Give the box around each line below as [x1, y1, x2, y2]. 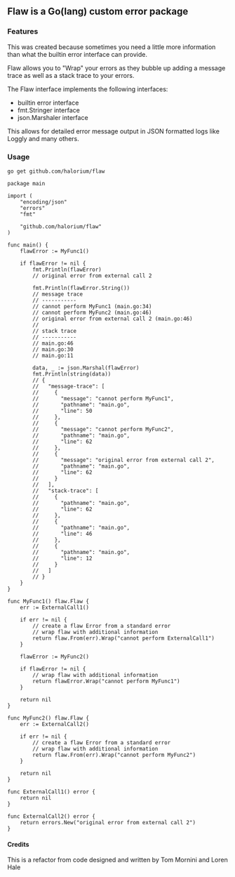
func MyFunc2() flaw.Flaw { [7, 714, 90, 722]
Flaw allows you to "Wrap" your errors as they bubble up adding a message [7, 63, 226, 72]
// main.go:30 [32, 345, 74, 353]
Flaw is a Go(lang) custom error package [7, 6, 189, 18]
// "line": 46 [32, 530, 93, 537]
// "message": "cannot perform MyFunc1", [32, 395, 174, 402]
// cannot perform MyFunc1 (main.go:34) [32, 303, 152, 310]
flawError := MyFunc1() [20, 247, 90, 255]
